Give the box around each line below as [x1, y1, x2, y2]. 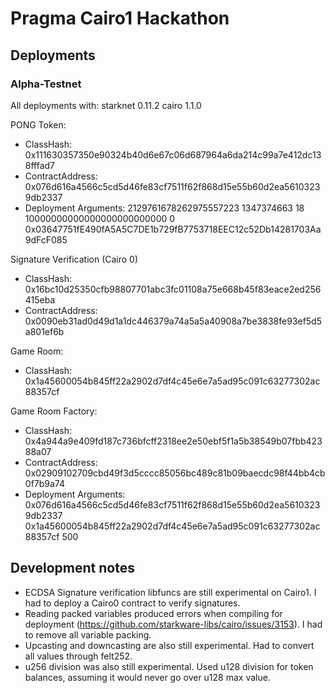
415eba [24, 293, 56, 306]
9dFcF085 [24, 233, 68, 246]
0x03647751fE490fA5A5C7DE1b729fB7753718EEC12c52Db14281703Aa [24, 223, 322, 235]
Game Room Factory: [10, 405, 98, 417]
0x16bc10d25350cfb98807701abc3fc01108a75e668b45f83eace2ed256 [24, 283, 322, 295]
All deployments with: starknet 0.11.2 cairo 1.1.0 [10, 99, 202, 111]
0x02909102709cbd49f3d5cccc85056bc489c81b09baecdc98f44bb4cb [24, 467, 326, 479]
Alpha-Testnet [10, 77, 82, 91]
